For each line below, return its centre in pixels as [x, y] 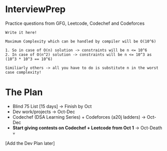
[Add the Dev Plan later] [30, 143]
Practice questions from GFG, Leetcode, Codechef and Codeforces [75, 23]
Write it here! [21, 32]
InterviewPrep [35, 9]
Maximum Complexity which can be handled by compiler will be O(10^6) [81, 41]
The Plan [24, 92]
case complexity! [23, 72]
